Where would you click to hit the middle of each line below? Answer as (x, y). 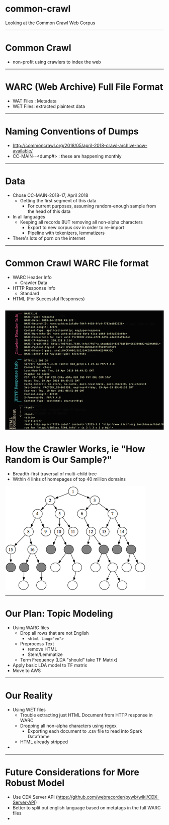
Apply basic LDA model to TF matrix (50, 665)
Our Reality (29, 696)
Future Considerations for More (72, 772)
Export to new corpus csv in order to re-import (76, 227)
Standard (29, 293)
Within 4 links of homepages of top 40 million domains (69, 479)
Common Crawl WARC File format (77, 263)
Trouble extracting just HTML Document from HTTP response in (86, 715)
